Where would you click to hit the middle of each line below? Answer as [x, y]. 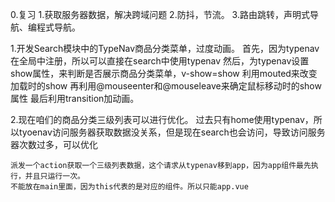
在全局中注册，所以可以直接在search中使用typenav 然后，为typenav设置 [160, 61]
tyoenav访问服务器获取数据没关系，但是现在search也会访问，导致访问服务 [172, 132]
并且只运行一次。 [54, 176]
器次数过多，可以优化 [54, 144]
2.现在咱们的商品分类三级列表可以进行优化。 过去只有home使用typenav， [162, 119]
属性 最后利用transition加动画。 [75, 98]
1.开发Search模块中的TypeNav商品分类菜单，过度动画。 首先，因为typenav [165, 48]
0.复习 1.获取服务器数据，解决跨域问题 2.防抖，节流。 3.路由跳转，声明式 [160, 14]
